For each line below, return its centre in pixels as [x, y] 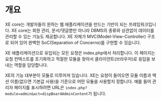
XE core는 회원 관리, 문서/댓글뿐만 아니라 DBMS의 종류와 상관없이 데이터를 [83, 30]
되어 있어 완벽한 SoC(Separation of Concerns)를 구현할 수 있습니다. [76, 42]
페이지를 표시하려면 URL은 [39, 87]
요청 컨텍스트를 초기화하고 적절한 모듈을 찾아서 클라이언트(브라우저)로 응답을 [78, 59]
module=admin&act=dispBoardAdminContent [47, 94]
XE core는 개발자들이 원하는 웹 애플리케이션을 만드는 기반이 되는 [66, 24]
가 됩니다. [97, 93]
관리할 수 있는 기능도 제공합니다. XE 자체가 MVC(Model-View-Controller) [76, 36]
